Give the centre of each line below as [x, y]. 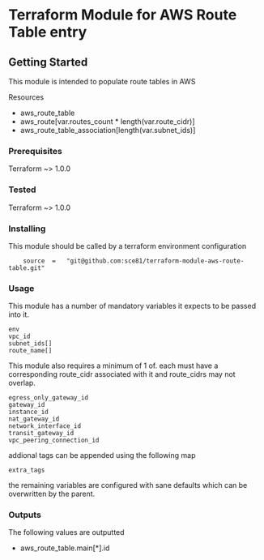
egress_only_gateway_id [49, 398]
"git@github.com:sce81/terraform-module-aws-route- [155, 261]
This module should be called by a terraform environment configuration [128, 246]
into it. [19, 314]
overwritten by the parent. [52, 494]
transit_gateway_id [41, 434]
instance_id [28, 412]
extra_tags [27, 470]
